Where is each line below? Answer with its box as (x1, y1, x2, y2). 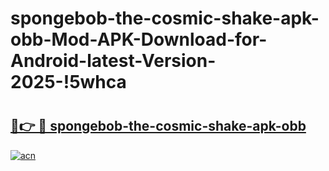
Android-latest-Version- (10, 50, 217, 72)
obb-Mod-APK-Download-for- (10, 28, 268, 51)
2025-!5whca (10, 71, 127, 94)
